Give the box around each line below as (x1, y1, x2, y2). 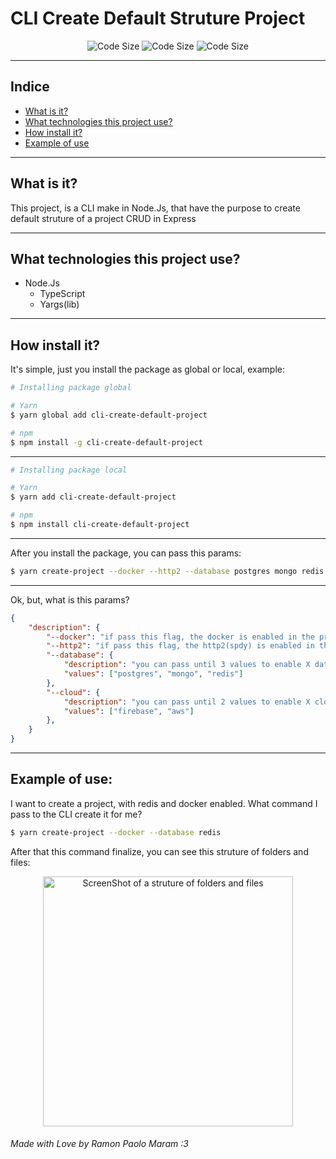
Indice (10, 78, 50, 96)
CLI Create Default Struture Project (10, 7, 306, 30)
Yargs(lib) (39, 298, 80, 311)
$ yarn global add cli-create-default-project (10, 410, 208, 420)
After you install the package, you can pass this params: (10, 547, 242, 559)
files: (10, 856, 31, 868)
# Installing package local (10, 465, 128, 475)
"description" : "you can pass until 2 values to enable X (63, 697, 311, 707)
